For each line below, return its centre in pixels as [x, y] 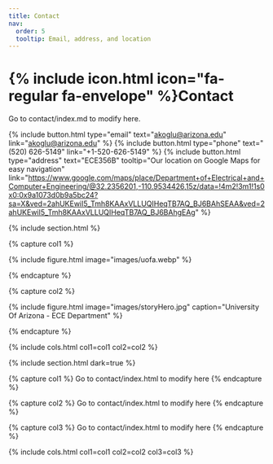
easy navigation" [37, 169]
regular [33, 96]
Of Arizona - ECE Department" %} [66, 316]
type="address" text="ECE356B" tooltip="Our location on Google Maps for [134, 160]
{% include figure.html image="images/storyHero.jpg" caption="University [134, 307]
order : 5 [31, 31]
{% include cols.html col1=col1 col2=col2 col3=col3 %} [101, 452]
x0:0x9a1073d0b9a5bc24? [53, 195]
